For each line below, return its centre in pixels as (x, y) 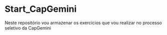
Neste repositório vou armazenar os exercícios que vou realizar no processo (83, 23)
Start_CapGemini (41, 9)
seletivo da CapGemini (28, 28)
